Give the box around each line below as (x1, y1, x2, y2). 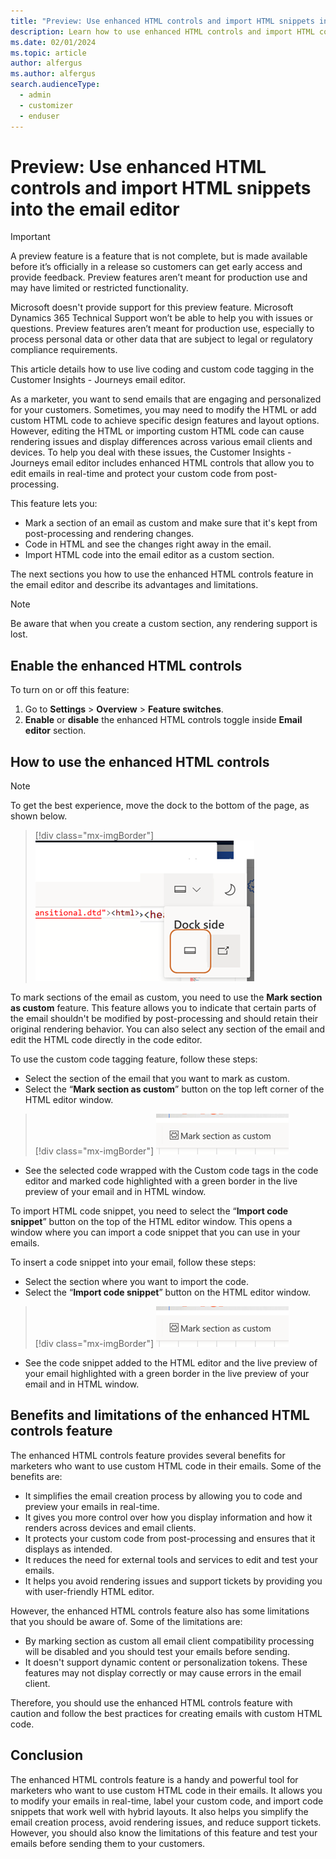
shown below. (10, 810, 68, 822)
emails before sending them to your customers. (10, 1837, 206, 1849)
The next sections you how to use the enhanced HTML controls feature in (10, 568, 314, 580)
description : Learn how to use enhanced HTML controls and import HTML (10, 26, 315, 37)
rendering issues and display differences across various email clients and (10, 436, 313, 448)
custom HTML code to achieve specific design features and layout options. (10, 415, 320, 427)
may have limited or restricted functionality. (10, 282, 189, 294)
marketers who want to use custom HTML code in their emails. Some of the (10, 1460, 322, 1472)
